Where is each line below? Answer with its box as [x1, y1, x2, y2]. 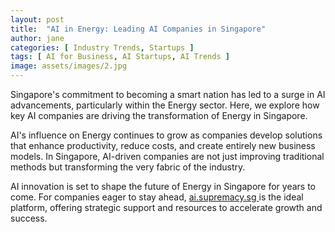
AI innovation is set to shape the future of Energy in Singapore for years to [10, 181, 316, 192]
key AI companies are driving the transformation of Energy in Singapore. [10, 110, 308, 121]
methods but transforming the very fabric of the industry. [10, 161, 246, 173]
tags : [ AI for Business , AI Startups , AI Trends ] [10, 52, 230, 62]
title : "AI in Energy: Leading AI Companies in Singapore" [10, 24, 267, 34]
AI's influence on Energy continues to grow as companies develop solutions [10, 129, 323, 141]
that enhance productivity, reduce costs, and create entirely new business [10, 140, 316, 151]
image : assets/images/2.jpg [10, 61, 128, 71]
